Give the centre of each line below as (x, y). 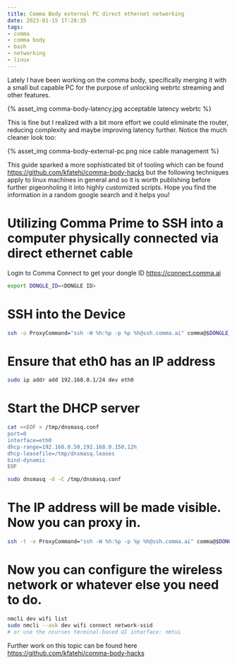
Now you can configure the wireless (115, 570)
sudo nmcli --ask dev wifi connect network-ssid (80, 625)
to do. (25, 600)
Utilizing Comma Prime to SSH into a (115, 223)
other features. (29, 95)
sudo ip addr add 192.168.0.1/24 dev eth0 (71, 380)
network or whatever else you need (113, 585)
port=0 (17, 434)
